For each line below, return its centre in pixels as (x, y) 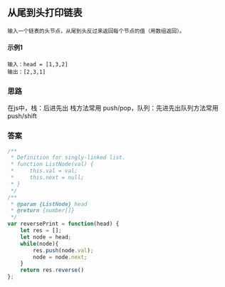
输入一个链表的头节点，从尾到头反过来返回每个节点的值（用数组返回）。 (96, 31)
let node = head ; (46, 237)
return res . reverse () (52, 270)
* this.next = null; (47, 178)
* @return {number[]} (42, 211)
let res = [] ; (41, 231)
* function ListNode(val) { (52, 165)
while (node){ (40, 244)
